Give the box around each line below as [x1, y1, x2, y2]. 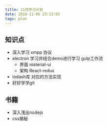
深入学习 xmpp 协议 [12, 49, 52, 55]
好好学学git [12, 80, 35, 86]
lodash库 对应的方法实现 [12, 74, 62, 80]
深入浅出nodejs [12, 109, 43, 115]
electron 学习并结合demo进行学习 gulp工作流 [12, 56, 103, 62]
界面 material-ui [19, 62, 51, 67]
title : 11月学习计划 [5, 7, 43, 12]
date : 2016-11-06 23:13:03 [5, 12, 60, 17]
